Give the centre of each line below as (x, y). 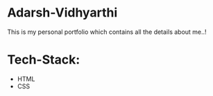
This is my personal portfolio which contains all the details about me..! (107, 32)
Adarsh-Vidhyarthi (62, 13)
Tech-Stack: (44, 60)
